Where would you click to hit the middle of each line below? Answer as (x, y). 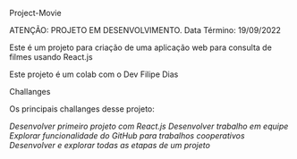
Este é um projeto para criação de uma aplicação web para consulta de (141, 47)
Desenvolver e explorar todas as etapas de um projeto (110, 145)
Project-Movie (35, 13)
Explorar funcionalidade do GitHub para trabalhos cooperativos (127, 136)
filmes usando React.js (51, 57)
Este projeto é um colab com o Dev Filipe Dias (94, 74)
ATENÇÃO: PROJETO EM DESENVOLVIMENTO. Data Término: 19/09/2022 (145, 30)
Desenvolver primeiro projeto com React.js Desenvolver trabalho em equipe (149, 126)
